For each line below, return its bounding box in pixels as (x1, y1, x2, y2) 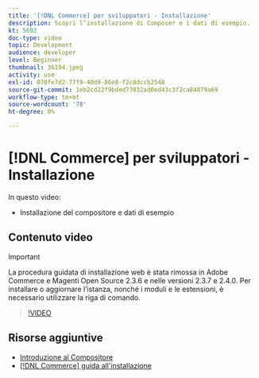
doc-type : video (8, 33, 62, 42)
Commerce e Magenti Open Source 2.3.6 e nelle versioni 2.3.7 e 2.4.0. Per (8, 275, 252, 285)
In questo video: (8, 192, 61, 201)
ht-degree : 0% (8, 108, 56, 116)
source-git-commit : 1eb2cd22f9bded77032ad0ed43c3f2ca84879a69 (8, 85, 218, 94)
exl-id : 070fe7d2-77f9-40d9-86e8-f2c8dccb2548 (8, 78, 165, 86)
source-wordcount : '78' (8, 100, 87, 108)
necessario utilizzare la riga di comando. (8, 292, 141, 302)
